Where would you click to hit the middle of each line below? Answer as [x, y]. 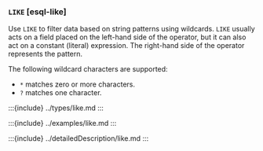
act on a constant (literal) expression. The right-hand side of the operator [126, 46]
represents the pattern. [46, 54]
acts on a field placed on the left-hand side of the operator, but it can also [127, 37]
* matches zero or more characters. [77, 84]
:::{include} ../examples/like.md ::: [62, 123]
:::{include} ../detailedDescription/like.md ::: [79, 138]
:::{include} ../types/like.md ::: [56, 108]
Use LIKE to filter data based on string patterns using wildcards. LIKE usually [131, 29]
